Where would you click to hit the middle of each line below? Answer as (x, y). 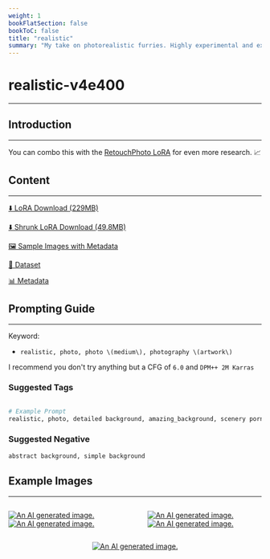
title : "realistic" (41, 38)
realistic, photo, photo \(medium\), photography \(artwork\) (126, 352)
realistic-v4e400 (67, 86)
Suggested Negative (49, 439)
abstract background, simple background (77, 456)
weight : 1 (25, 16)
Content (29, 180)
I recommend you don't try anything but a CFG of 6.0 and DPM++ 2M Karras (131, 367)
